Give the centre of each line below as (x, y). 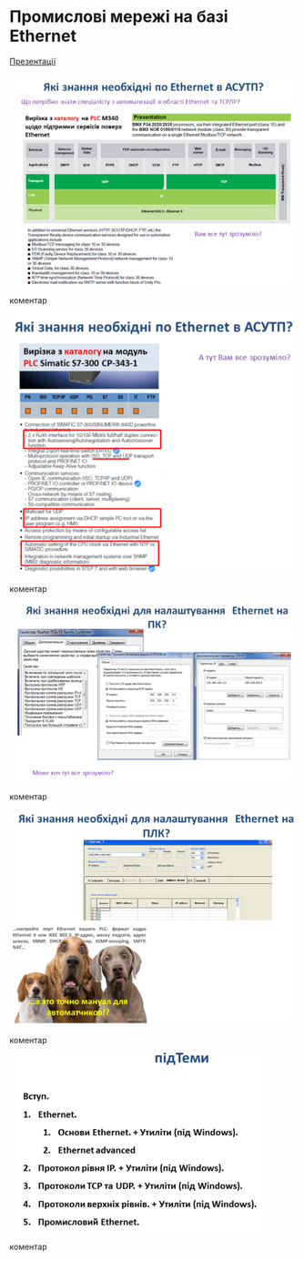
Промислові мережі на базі (119, 17)
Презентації (33, 61)
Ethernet (43, 36)
